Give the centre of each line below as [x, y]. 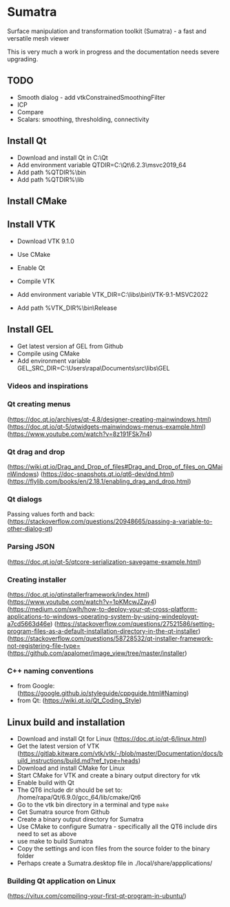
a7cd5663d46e [29, 623]
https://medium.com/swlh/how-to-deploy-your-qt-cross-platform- [103, 609]
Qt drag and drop [36, 452]
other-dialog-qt [29, 529]
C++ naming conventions [51, 671]
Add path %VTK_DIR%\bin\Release [67, 308]
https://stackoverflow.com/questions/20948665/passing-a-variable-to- [111, 521]
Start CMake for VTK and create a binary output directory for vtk [109, 775]
